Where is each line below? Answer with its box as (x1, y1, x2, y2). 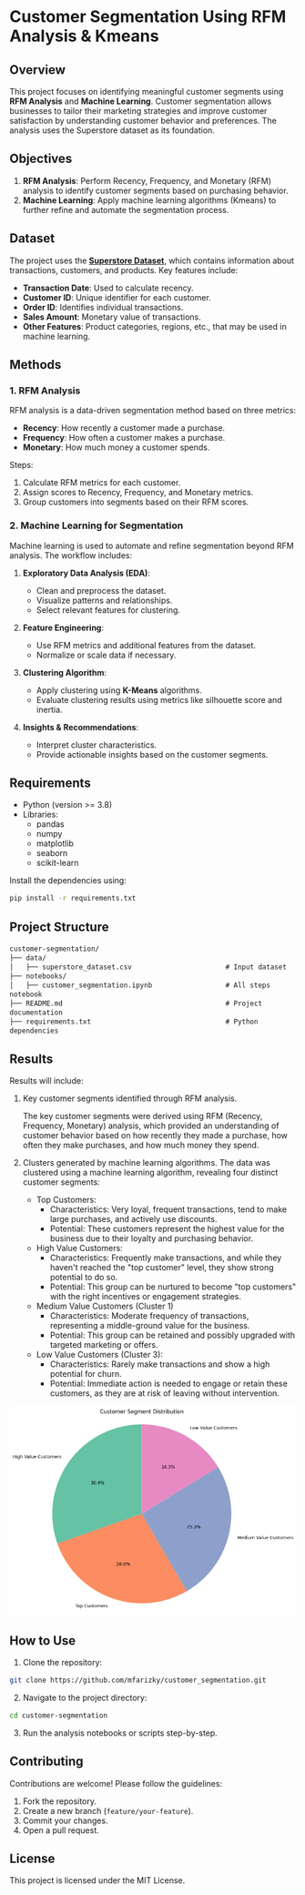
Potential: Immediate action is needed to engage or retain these (49, 1378, 289, 1389)
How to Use (9, 1633, 76, 1648)
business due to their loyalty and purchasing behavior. (49, 1232, 253, 1244)
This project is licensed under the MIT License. (9, 1875, 186, 1886)
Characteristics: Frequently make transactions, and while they (49, 1252, 282, 1263)
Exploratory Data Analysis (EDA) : (22, 567, 150, 578)
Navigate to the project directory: (22, 1692, 147, 1703)
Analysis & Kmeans (9, 25, 159, 46)
